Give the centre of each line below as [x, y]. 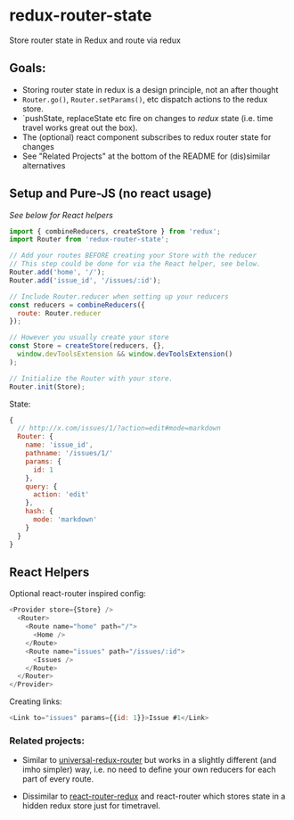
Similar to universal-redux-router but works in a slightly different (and [149, 760]
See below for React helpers [61, 215]
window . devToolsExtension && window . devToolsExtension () [125, 354]
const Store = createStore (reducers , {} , [87, 346]
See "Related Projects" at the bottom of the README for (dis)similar [146, 156]
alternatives [44, 165]
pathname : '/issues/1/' [69, 454]
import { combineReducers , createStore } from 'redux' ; [115, 231]
